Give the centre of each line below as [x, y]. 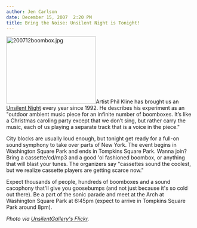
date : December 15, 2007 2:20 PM [49, 17]
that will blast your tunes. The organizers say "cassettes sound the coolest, [98, 164]
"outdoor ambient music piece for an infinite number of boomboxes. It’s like [99, 115]
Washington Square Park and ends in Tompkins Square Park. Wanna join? [96, 151]
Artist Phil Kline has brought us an [137, 101]
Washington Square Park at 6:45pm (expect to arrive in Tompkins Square [96, 201]
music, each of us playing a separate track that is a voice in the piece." [93, 127]
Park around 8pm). [29, 207]
